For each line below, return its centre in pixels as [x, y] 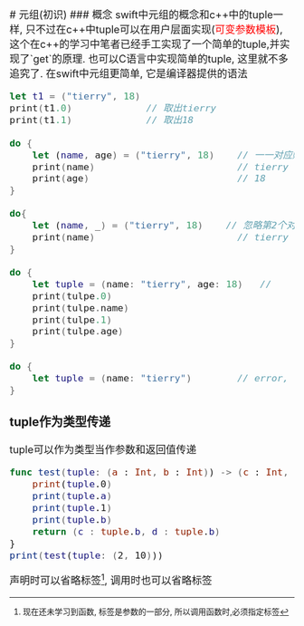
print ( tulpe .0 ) [72, 295]
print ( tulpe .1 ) [72, 320]
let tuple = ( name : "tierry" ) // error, [161, 379]
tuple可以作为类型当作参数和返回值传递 [103, 450]
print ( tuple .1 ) [72, 508]
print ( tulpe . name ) [81, 307]
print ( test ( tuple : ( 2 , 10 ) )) [86, 555]
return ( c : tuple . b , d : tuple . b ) [126, 531]
